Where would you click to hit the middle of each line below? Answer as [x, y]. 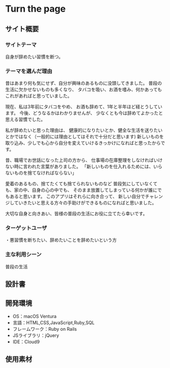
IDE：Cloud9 [26, 342]
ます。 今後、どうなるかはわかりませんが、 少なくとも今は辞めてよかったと [84, 113]
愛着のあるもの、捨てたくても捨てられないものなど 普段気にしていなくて [81, 184]
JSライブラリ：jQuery [36, 335]
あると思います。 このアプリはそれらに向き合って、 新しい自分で [77, 196]
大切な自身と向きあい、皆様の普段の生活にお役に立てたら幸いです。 [76, 214]
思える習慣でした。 [25, 120]
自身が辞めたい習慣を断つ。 [34, 56]
